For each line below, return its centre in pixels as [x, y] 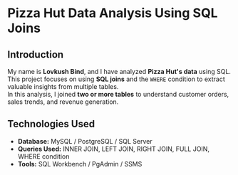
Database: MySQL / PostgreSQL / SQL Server [85, 141]
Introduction [36, 54]
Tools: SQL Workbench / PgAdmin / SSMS [80, 164]
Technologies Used [51, 124]
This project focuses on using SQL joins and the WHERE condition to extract [117, 79]
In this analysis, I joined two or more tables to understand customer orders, [118, 94]
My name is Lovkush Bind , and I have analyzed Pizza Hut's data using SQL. [119, 71]
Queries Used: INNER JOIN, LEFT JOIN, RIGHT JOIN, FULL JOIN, [114, 149]
